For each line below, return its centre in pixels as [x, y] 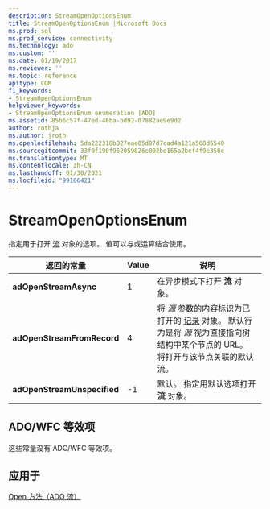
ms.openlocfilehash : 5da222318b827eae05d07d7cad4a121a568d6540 [117, 143]
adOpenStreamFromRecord [66, 337]
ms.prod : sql [30, 31]
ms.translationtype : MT [48, 158]
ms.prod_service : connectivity [61, 38]
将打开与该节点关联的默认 [206, 357]
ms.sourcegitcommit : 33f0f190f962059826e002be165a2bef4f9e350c [117, 151]
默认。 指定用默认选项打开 [207, 383]
